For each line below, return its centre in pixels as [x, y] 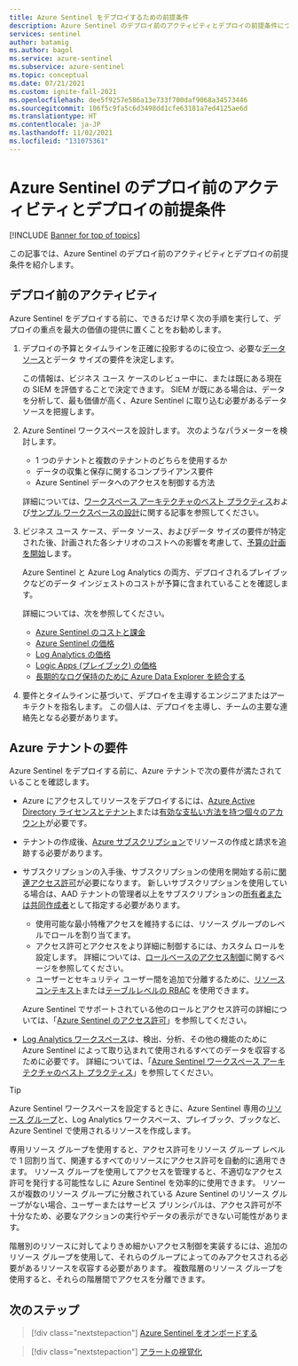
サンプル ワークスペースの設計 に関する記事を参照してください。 [147, 512]
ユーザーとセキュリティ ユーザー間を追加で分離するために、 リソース [160, 979]
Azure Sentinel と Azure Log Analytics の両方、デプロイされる [135, 572]
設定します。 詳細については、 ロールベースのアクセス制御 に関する [156, 957]
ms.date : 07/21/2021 [47, 83]
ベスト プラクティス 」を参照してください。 [140, 1072]
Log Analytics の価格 [73, 654]
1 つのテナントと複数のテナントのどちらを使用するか [131, 460]
